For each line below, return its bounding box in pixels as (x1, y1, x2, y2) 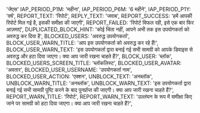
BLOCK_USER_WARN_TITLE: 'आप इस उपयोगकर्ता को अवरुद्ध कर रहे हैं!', (6, 39, 159, 46)
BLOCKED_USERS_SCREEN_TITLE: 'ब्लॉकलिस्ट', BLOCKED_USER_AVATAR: (6, 60, 182, 66)
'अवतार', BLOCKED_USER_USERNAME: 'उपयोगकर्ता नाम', (6, 66, 133, 73)
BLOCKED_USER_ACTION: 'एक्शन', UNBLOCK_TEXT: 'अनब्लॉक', (6, 73, 153, 80)
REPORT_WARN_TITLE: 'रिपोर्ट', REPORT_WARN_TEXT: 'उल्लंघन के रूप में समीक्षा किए (6, 93, 192, 100)
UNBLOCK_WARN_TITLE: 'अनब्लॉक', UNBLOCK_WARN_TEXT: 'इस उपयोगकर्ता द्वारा (6, 80, 191, 87)
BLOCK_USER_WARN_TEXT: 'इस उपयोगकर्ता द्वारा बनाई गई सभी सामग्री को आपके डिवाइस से (6, 46, 193, 53)
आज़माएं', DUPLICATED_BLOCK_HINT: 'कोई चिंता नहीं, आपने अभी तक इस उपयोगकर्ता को (6, 26, 190, 33)
